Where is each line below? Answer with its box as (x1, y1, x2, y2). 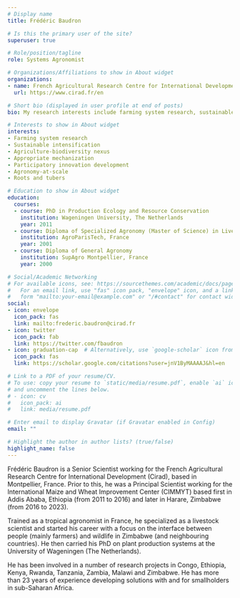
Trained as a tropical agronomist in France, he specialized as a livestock (7, 516, 219, 525)
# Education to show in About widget (7, 187, 120, 195)
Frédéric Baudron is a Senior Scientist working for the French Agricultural (7, 464, 223, 473)
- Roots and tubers (7, 174, 66, 182)
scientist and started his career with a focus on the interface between (7, 524, 212, 532)
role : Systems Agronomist (7, 56, 84, 64)
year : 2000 (20, 260, 53, 268)
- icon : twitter (7, 327, 56, 334)
